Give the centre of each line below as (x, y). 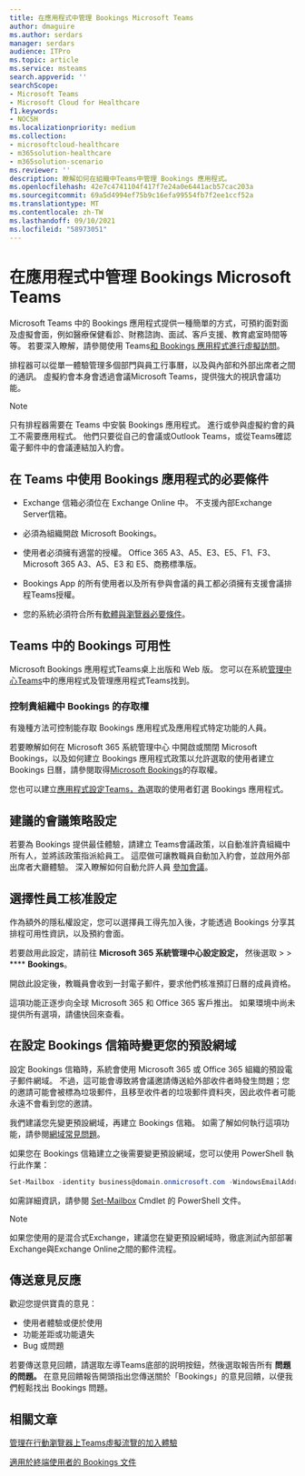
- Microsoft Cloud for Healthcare (75, 102)
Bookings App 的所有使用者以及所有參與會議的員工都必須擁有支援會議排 (157, 584)
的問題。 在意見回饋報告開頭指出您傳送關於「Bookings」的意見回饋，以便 (148, 1376)
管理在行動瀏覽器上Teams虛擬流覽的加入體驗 (93, 1443)
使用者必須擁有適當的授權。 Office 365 (95, 553)
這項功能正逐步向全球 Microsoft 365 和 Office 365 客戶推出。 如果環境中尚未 (152, 1002)
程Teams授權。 (51, 595)
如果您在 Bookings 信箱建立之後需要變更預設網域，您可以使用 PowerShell (147, 1153)
